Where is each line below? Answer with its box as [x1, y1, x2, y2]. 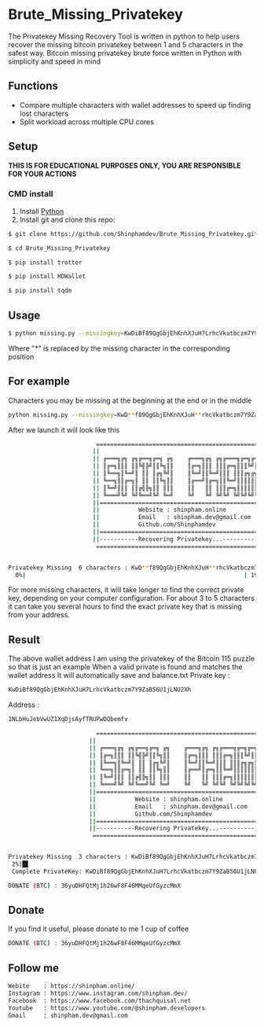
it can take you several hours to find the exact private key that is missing [8, 602, 242, 611]
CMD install [8, 189, 53, 200]
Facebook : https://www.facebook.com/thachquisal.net [8, 996, 192, 1004]
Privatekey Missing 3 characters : [8, 853, 128, 861]
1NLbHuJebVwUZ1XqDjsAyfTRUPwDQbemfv [8, 716, 128, 723]
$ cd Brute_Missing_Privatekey [8, 244, 111, 252]
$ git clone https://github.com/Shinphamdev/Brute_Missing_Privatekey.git [8, 230, 258, 237]
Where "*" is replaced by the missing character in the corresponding [8, 344, 230, 353]
